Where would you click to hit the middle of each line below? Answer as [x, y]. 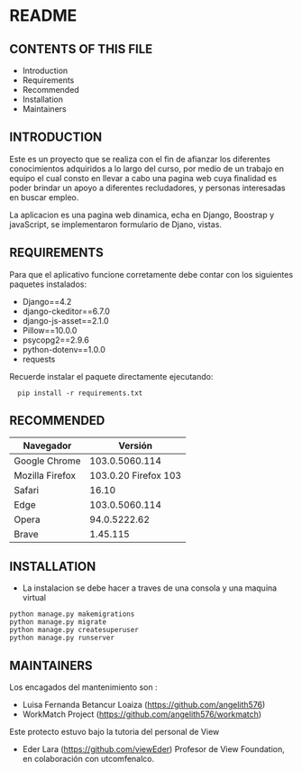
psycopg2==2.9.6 [56, 340]
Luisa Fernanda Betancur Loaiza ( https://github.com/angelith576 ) [144, 705]
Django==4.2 [47, 301]
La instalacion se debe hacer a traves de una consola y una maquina [150, 588]
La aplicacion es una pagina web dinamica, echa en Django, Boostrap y [142, 215]
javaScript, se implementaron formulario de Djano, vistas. [116, 224]
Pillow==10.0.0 [50, 330]
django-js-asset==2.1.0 [66, 320]
